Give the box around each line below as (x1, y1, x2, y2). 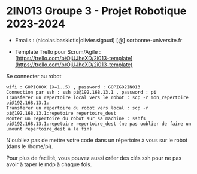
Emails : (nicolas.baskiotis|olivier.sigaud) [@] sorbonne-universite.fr (14, 36, 183, 44)
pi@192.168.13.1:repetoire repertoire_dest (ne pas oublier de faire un (6, 121, 192, 127)
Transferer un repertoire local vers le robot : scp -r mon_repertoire (6, 94, 189, 100)
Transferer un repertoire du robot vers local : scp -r (6, 105, 148, 111)
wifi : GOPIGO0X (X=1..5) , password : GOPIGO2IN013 (6, 84, 141, 90)
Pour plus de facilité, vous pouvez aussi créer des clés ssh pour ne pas (6, 154, 182, 161)
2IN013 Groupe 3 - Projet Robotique (6, 4, 187, 18)
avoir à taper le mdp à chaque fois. (6, 160, 92, 168)
